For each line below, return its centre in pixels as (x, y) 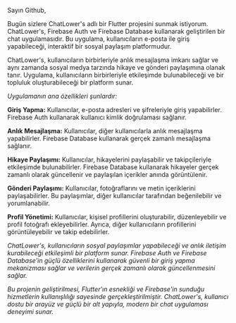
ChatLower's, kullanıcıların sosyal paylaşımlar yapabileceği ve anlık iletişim (117, 245)
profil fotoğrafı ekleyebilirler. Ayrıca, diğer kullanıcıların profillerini (102, 224)
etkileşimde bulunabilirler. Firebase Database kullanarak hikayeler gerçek (113, 167)
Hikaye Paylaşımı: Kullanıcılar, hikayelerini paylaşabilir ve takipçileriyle (110, 159)
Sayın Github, (27, 10)
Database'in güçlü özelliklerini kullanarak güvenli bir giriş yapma (101, 261)
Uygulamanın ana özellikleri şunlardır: (62, 96)
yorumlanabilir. (29, 203)
